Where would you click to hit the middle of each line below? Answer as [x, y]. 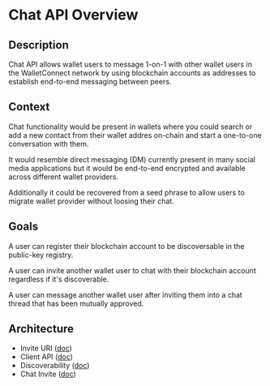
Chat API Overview [73, 15]
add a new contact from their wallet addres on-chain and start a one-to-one [135, 135]
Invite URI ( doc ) [46, 348]
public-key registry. [41, 255]
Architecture [41, 329]
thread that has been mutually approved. [76, 303]
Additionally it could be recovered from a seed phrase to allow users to [126, 192]
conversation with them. [49, 144]
